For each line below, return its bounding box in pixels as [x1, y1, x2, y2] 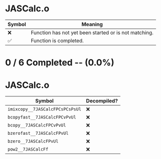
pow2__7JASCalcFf [7, 147, 49, 152]
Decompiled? [86, 97, 118, 104]
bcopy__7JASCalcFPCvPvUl [7, 122, 66, 128]
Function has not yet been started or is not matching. [30, 29, 154, 36]
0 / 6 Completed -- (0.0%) [5, 57, 114, 68]
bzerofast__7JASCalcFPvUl [7, 130, 69, 136]
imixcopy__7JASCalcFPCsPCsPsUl [7, 107, 82, 112]
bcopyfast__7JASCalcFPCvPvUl [7, 115, 76, 120]
